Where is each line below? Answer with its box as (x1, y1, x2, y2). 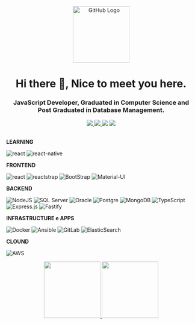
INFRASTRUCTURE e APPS (6, 215, 75, 222)
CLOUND (6, 238, 29, 246)
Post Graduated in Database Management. (37, 106, 165, 114)
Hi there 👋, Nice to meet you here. (16, 77, 187, 91)
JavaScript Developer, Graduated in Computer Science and (13, 99, 190, 107)
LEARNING (6, 138, 34, 146)
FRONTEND (6, 162, 36, 169)
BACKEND (6, 185, 32, 192)
